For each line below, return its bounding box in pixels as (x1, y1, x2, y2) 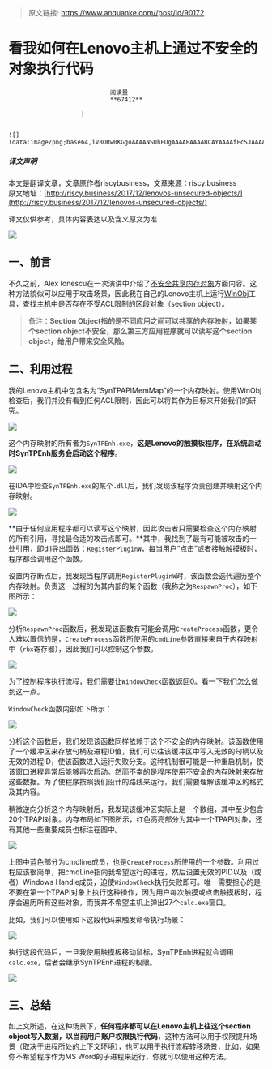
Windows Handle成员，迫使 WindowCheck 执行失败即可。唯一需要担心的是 (22, 877, 261, 887)
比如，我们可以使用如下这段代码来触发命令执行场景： (8, 914, 186, 924)
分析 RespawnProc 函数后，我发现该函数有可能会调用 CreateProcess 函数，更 (8, 624, 252, 633)
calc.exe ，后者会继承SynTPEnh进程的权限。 (8, 957, 157, 967)
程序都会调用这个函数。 (8, 553, 87, 563)
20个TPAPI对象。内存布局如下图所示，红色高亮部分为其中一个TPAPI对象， (8, 814, 256, 824)
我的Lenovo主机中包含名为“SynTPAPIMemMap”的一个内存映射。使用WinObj (8, 385, 262, 395)
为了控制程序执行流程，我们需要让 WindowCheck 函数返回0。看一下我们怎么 (8, 676, 252, 686)
